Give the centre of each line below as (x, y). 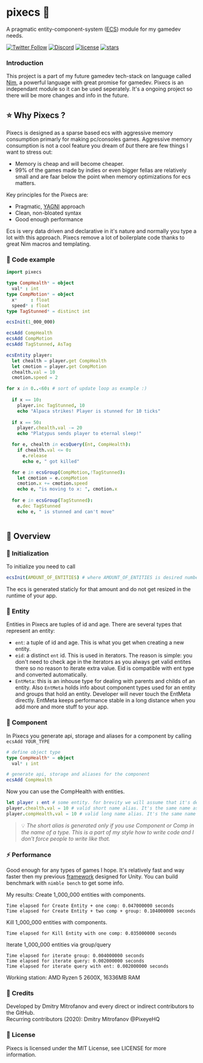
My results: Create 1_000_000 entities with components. (76, 895)
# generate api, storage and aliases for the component (78, 774)
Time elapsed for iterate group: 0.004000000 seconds (76, 956)
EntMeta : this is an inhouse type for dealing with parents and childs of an (105, 681)
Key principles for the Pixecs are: (47, 195)
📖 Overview (28, 536)
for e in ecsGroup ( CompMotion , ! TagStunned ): (69, 472)
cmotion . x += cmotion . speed (52, 483)
